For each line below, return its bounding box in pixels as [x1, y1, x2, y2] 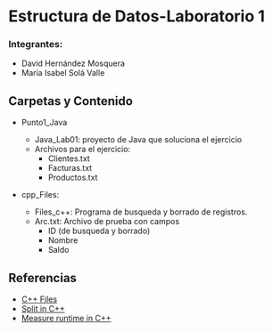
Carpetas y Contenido [8, 93, 133, 109]
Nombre [47, 235, 79, 246]
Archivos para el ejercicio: [34, 144, 131, 155]
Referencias [8, 270, 78, 286]
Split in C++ [21, 304, 66, 314]
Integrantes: [8, 38, 63, 51]
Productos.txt [47, 172, 98, 183]
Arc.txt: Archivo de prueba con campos [34, 216, 180, 227]
